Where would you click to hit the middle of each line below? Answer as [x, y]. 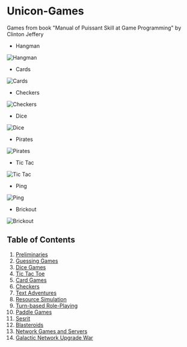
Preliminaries [32, 254]
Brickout [26, 209]
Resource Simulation [41, 299]
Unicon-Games [45, 11]
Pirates [24, 139]
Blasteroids [29, 325]
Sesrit [23, 318]
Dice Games [31, 267]
